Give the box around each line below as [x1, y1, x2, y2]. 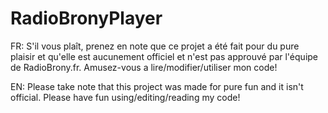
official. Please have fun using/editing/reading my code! [10, 91, 241, 103]
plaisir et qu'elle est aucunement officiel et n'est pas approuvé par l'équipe [10, 50, 319, 62]
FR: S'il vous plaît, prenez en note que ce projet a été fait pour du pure [10, 40, 300, 52]
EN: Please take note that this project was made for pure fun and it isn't [10, 80, 304, 92]
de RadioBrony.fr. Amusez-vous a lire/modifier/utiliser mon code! [10, 61, 278, 73]
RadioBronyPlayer [10, 7, 163, 30]
